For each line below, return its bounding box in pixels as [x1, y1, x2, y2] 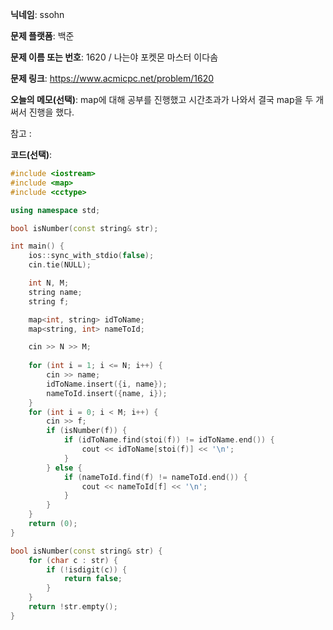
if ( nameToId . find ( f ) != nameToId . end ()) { [63, 472, 248, 482]
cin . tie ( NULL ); [28, 260, 92, 270]
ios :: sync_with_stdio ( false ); [28, 251, 155, 261]
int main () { [10, 241, 65, 252]
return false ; [63, 574, 123, 584]
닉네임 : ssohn [10, 9, 65, 20]
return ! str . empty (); [28, 602, 118, 612]
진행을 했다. [28, 106, 75, 118]
